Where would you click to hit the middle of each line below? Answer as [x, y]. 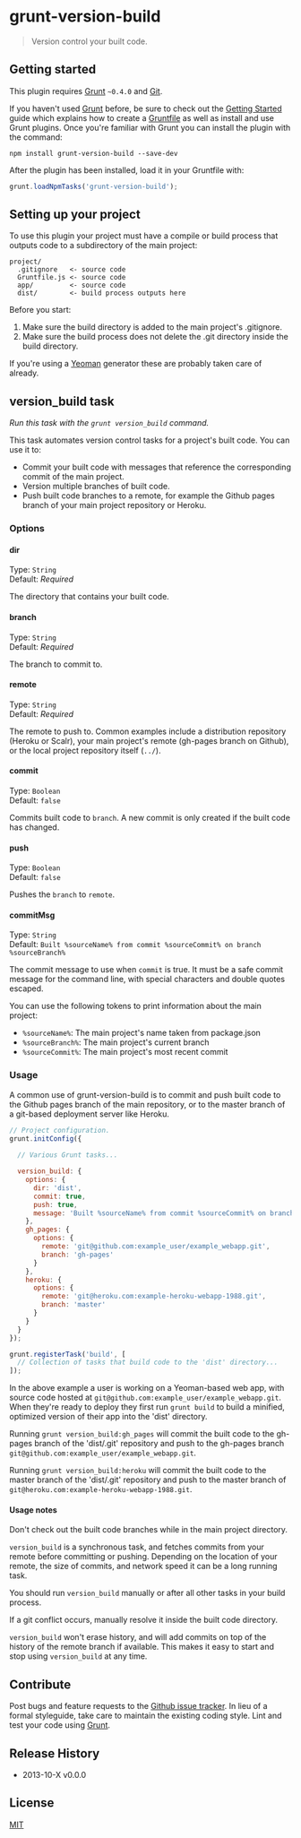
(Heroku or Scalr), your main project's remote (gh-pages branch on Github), [149, 740]
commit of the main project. [73, 477]
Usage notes [34, 1510]
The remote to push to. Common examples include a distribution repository [148, 731]
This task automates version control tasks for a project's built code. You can [150, 440]
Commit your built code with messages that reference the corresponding [156, 467]
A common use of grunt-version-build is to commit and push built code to [145, 1094]
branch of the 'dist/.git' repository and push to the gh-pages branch [159, 1444]
